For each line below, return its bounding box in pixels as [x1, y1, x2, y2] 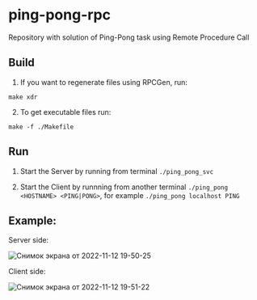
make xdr [8, 93, 38, 101]
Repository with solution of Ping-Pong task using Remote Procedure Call [8, 32, 250, 42]
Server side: [8, 235, 49, 245]
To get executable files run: [19, 107, 112, 116]
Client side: [8, 267, 46, 277]
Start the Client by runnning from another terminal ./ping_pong [19, 182, 229, 192]
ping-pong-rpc [8, 6, 112, 24]
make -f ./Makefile [8, 123, 74, 131]
